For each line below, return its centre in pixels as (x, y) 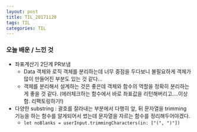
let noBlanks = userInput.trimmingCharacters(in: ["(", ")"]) (102, 123)
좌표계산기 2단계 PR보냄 (43, 64)
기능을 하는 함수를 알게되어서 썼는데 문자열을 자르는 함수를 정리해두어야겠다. (102, 115)
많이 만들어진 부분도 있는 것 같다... (63, 79)
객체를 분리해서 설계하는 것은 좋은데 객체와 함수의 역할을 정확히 (96, 86)
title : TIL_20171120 (32, 17)
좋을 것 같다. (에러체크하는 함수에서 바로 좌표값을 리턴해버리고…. (104, 94)
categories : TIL (26, 28)
